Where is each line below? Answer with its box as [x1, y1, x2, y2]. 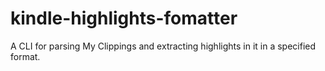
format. [10, 50, 41, 62]
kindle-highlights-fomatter [10, 7, 238, 30]
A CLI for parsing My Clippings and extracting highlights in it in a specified [10, 40, 317, 52]
